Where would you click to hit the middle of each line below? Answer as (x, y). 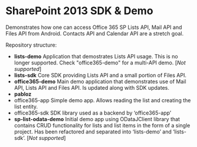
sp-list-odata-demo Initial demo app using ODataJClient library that (97, 119)
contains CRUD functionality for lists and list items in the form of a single (102, 125)
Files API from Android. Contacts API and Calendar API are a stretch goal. (95, 33)
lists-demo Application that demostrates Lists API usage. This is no (96, 56)
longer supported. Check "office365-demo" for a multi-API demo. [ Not (100, 63)
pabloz (23, 94)
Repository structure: (31, 45)
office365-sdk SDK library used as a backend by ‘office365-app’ (93, 113)
